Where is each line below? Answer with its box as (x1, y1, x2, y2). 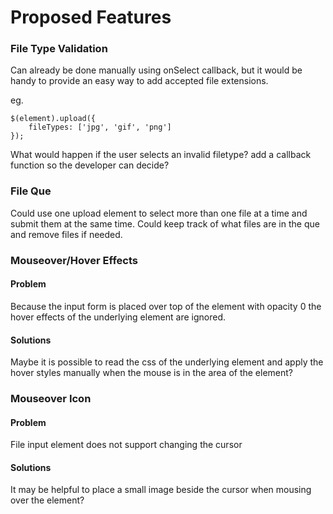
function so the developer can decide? (10, 159, 170, 171)
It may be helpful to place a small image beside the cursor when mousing (10, 484, 312, 496)
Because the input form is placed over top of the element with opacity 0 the (10, 300, 322, 312)
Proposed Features (10, 6, 172, 29)
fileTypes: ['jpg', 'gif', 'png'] (28, 122, 172, 133)
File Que (10, 184, 52, 198)
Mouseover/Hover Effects (10, 253, 138, 267)
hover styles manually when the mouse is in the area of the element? (10, 367, 293, 379)
